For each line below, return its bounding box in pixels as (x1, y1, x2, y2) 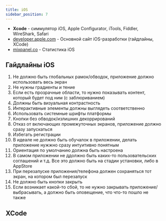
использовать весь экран (12, 79, 67, 85)
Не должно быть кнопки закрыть (12, 179, 83, 185)
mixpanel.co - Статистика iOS (12, 46, 75, 52)
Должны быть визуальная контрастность (12, 100, 101, 106)
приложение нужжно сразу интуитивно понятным (12, 142, 119, 148)
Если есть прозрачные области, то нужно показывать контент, (12, 89, 146, 95)
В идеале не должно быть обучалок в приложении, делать (12, 137, 137, 143)
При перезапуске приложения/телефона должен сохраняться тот (12, 169, 152, 175)
